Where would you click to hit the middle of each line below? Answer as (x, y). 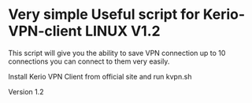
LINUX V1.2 (123, 31)
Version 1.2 (26, 91)
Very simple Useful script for (104, 15)
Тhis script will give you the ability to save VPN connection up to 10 (117, 53)
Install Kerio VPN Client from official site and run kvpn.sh (100, 76)
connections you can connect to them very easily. (89, 61)
